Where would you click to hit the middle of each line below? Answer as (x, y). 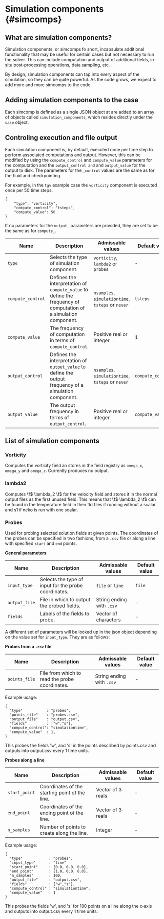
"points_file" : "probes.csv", (44, 715)
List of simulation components (52, 441)
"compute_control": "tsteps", (45, 208)
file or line (110, 585)
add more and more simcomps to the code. (48, 85)
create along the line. (64, 833)
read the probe (57, 679)
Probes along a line (25, 760)
